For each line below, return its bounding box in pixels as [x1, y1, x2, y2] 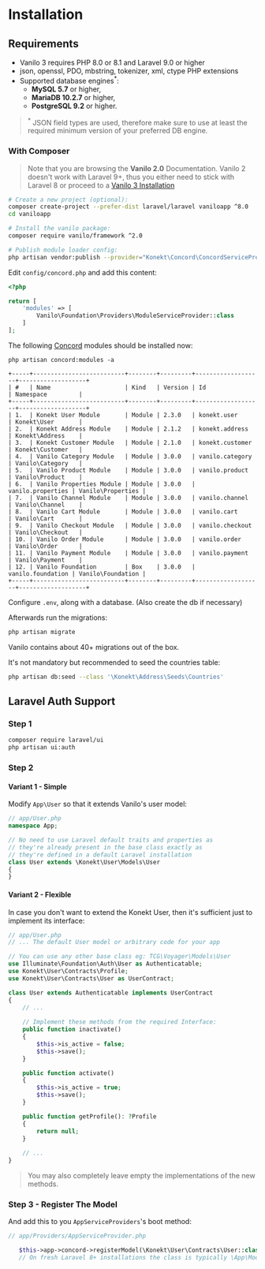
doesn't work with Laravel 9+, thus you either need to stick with [27, 172, 235, 181]
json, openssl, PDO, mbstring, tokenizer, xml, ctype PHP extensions [19, 66, 239, 76]
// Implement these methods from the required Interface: [22, 1018, 217, 1026]
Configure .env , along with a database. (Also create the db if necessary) [8, 597, 243, 607]
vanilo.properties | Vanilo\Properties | [8, 487, 147, 495]
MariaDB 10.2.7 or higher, [31, 92, 116, 102]
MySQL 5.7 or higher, [31, 84, 102, 94]
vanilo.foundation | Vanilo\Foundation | [8, 569, 147, 577]
